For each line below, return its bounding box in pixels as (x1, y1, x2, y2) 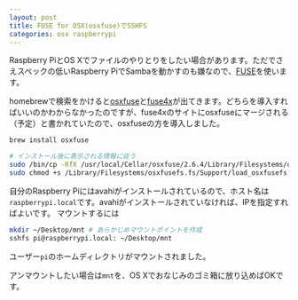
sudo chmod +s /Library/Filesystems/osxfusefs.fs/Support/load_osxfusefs (9, 169, 288, 178)
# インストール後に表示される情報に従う (9, 152, 137, 161)
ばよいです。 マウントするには (9, 208, 120, 218)
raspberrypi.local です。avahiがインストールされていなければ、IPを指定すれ (9, 196, 289, 207)
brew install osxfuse (9, 136, 90, 145)
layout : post (9, 12, 58, 22)
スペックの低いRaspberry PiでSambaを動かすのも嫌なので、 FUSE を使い (16, 66, 279, 76)
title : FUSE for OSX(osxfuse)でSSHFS (9, 21, 148, 30)
